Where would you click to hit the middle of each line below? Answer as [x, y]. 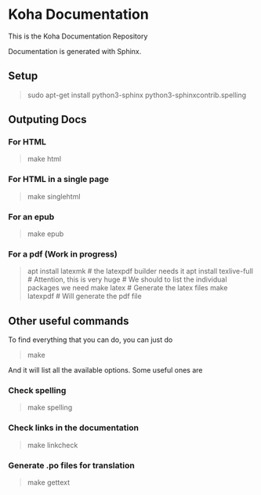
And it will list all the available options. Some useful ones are [105, 370]
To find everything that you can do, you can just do [91, 340]
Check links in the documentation [74, 428]
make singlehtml [54, 196]
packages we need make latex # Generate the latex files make [127, 288]
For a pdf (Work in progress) [63, 254]
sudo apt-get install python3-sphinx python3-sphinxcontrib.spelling [137, 95]
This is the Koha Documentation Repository [78, 36]
